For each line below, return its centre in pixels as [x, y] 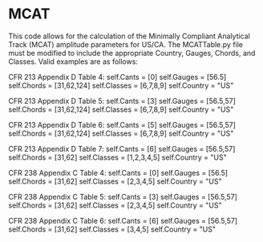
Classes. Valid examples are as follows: [73, 61]
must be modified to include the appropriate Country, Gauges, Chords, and [132, 53]
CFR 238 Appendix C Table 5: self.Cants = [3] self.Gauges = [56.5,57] [123, 196]
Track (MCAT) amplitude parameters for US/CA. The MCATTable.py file [125, 44]
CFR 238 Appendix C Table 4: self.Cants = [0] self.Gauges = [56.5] [118, 173]
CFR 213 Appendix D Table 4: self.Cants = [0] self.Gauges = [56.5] [117, 77]
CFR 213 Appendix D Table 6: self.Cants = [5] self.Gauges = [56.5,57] [122, 125]
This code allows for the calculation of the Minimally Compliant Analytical [129, 36]
